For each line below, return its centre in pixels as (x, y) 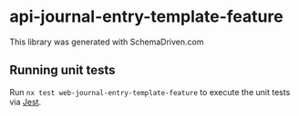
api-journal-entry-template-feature (147, 17)
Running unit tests (62, 70)
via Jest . (26, 101)
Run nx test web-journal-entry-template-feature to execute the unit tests (150, 92)
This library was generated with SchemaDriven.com (107, 42)
